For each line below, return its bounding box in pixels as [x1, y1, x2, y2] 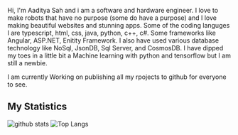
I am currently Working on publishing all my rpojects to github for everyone [7, 72, 227, 81]
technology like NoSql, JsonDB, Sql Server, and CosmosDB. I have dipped [7, 44, 224, 52]
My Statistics [7, 101, 67, 113]
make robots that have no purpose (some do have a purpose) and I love [7, 13, 217, 22]
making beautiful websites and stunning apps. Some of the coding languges [7, 21, 230, 29]
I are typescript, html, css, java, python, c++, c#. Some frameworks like [7, 28, 217, 37]
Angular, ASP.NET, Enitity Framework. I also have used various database [7, 36, 219, 45]
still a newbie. [7, 59, 48, 67]
